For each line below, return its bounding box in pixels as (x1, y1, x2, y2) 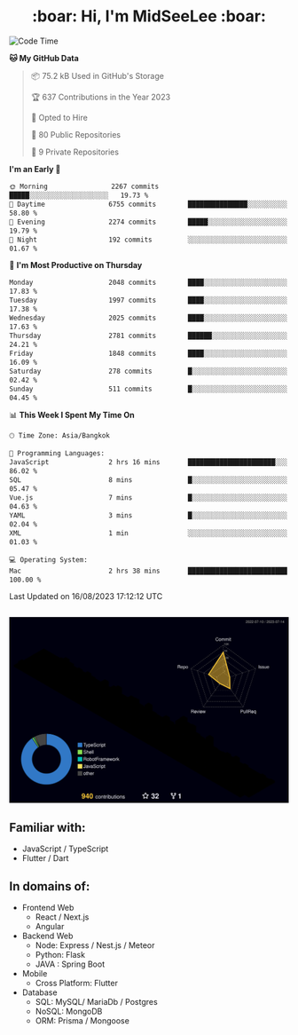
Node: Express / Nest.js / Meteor (35, 940, 155, 951)
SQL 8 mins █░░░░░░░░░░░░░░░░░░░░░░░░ (9, 475, 288, 485)
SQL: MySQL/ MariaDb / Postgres (35, 997, 158, 1007)
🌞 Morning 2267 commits (9, 182, 160, 191)
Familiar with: (9, 819, 86, 835)
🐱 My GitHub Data (9, 52, 80, 63)
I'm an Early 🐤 (9, 163, 61, 174)
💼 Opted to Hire (30, 112, 89, 122)
